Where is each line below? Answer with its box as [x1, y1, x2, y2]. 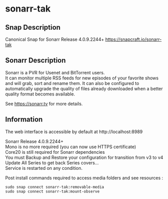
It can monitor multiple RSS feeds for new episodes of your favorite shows [5, 75, 159, 81]
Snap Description [5, 23, 61, 32]
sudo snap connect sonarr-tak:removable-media [5, 184, 104, 189]
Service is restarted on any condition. [5, 165, 83, 171]
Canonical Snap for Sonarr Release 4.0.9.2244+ [5, 36, 104, 42]
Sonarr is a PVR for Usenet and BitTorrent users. [5, 69, 105, 75]
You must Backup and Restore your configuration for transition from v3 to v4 [5, 154, 163, 160]
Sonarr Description [5, 56, 66, 65]
